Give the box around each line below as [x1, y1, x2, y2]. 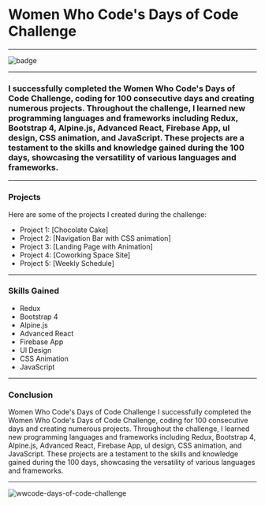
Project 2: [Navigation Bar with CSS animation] [19, 233, 171, 242]
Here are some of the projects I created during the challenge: [8, 209, 207, 219]
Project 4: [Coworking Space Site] [19, 250, 131, 260]
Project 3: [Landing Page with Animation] [19, 242, 154, 251]
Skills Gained [8, 286, 59, 297]
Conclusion [8, 389, 54, 400]
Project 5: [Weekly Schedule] [19, 258, 114, 268]
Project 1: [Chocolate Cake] [19, 225, 109, 234]
